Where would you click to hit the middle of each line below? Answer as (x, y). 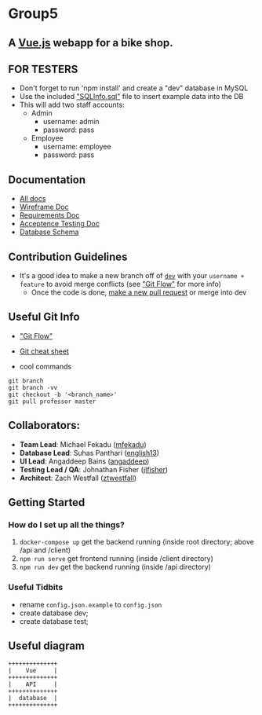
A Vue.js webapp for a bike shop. (91, 43)
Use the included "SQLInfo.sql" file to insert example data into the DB (131, 97)
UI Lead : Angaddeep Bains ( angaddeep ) (84, 461)
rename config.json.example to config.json (91, 604)
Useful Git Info (44, 317)
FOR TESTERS (43, 69)
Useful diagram (46, 646)
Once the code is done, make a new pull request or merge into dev (139, 292)
